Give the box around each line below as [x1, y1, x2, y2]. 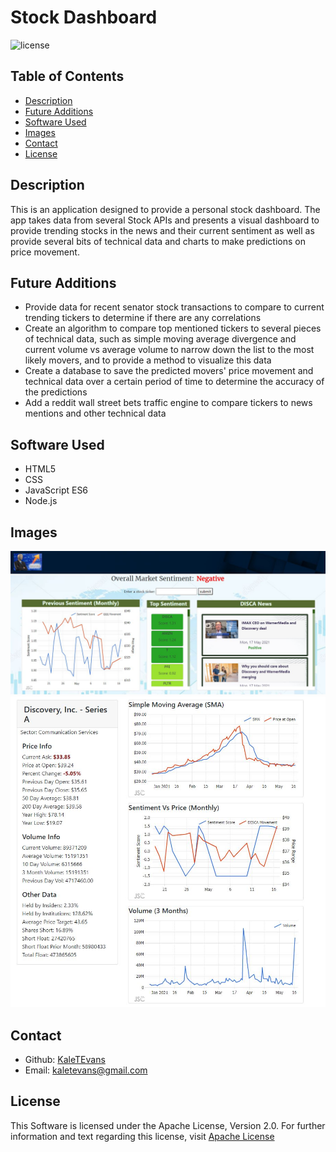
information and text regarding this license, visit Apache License [10, 1130, 275, 1142]
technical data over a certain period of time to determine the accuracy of [24, 376, 325, 388]
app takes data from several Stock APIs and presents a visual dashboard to [10, 214, 320, 226]
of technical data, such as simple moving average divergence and [24, 333, 297, 345]
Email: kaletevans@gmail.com [24, 1064, 148, 1076]
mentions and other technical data [24, 407, 167, 420]
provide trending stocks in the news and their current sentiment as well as [10, 224, 315, 236]
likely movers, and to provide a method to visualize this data [24, 354, 272, 366]
